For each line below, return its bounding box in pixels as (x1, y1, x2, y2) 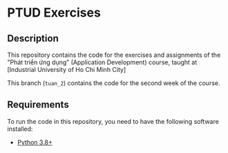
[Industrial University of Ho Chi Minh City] (7, 66, 126, 73)
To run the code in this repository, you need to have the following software (7, 117, 219, 125)
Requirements (7, 99, 69, 111)
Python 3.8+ (17, 138, 53, 146)
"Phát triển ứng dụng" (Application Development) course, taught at (7, 58, 198, 66)
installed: (7, 125, 33, 133)
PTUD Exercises (7, 5, 102, 21)
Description (7, 33, 59, 44)
